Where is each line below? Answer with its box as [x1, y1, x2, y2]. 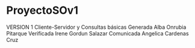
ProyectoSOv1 [6, 4, 78, 17]
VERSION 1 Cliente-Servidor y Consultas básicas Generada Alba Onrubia [6, 23, 187, 31]
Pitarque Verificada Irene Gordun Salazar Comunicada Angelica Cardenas [6, 29, 189, 37]
